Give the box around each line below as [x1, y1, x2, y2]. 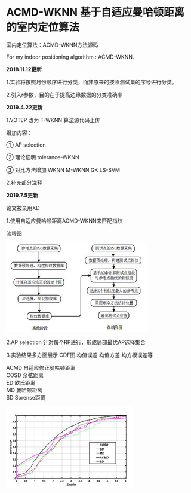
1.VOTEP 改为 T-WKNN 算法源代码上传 [6, 116, 100, 123]
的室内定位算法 [6, 20, 80, 34]
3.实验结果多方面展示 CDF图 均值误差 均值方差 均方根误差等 [6, 351, 153, 358]
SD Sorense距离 [6, 394, 46, 401]
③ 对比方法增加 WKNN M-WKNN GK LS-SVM [6, 166, 121, 174]
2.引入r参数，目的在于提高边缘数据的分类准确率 [6, 91, 123, 98]
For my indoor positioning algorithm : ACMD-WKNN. [6, 53, 134, 60]
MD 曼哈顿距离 [6, 387, 43, 394]
